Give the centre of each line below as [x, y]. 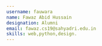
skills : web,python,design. [42, 34]
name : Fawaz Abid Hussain [39, 17]
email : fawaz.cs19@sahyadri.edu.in [51, 28]
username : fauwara [29, 12]
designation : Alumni [32, 23]
